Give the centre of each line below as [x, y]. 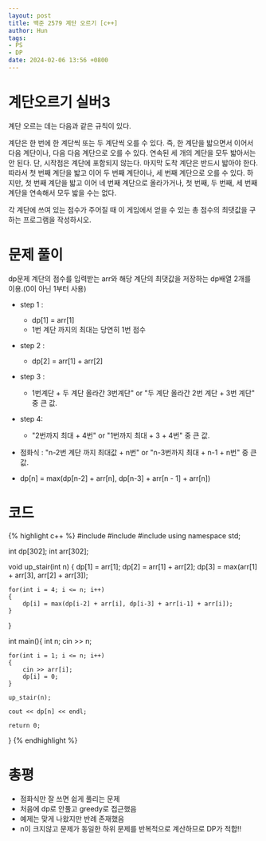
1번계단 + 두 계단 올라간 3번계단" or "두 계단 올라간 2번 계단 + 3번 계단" [143, 393]
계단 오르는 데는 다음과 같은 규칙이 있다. [70, 125]
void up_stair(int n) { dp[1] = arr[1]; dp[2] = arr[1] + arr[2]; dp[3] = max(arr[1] [133, 566]
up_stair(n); [30, 697]
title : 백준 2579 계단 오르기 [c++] [63, 23]
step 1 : [31, 304]
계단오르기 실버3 [60, 103]
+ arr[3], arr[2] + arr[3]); [48, 575]
